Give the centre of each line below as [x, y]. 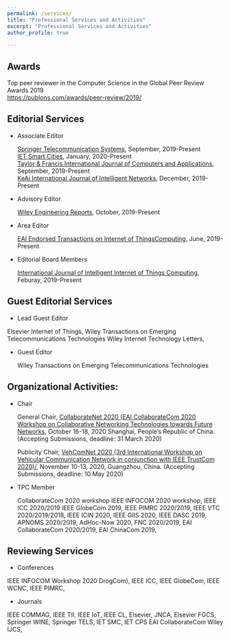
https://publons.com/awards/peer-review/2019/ [74, 98]
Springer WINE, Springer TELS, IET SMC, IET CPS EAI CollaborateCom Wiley [115, 622]
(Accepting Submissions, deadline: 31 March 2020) [90, 438]
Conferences [35, 568]
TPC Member [36, 487]
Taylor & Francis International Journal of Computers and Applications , [115, 163]
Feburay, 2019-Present [49, 279]
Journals [30, 602]
